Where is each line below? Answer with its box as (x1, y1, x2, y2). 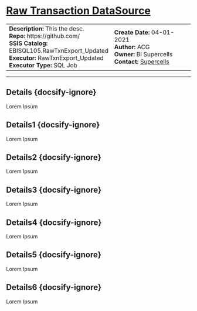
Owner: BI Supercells (114, 50, 173, 58)
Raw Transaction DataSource (6, 4, 151, 18)
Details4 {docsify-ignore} (6, 217, 102, 227)
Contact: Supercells (114, 57, 169, 66)
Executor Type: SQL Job (9, 61, 77, 69)
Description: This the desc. (9, 25, 84, 33)
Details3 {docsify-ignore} (6, 184, 102, 194)
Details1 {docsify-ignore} (6, 120, 100, 130)
